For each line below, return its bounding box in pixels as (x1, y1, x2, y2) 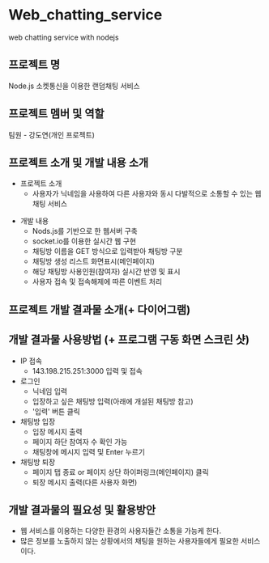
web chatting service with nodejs (8, 32, 119, 42)
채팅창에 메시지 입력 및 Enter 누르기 (32, 447, 146, 456)
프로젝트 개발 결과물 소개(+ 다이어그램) (8, 303, 191, 316)
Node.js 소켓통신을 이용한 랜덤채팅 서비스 (8, 81, 140, 91)
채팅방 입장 (19, 417, 56, 426)
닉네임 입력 (32, 386, 67, 396)
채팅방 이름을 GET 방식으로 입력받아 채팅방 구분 (32, 247, 183, 256)
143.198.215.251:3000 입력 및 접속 (32, 366, 143, 375)
